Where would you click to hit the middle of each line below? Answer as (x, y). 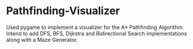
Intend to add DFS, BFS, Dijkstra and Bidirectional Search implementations (97, 33)
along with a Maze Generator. (42, 40)
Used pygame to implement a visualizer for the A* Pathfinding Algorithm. (95, 27)
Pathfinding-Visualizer (63, 11)
